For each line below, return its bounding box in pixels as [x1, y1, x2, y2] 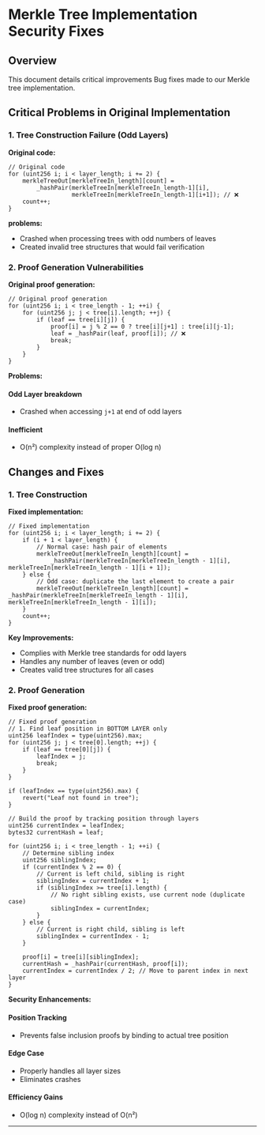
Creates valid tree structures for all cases [19, 666, 154, 675]
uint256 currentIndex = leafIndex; [8, 822, 125, 830]
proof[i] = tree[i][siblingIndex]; [22, 953, 140, 961]
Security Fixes [8, 22, 105, 40]
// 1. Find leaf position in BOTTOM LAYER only [8, 725, 168, 733]
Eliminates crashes [19, 1074, 81, 1084]
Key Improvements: [8, 633, 74, 643]
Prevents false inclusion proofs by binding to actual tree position [19, 1030, 229, 1040]
